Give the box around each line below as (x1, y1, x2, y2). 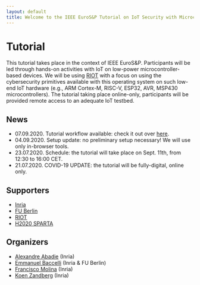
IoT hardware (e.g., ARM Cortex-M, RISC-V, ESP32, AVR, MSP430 (17, 84, 178, 92)
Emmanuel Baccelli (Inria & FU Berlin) (14, 259, 107, 266)
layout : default (6, 8, 46, 15)
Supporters (6, 185, 49, 195)
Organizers (6, 237, 49, 247)
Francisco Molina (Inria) (14, 265, 73, 273)
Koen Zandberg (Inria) (14, 271, 70, 279)
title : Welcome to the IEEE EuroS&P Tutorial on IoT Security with (6, 14, 177, 20)
